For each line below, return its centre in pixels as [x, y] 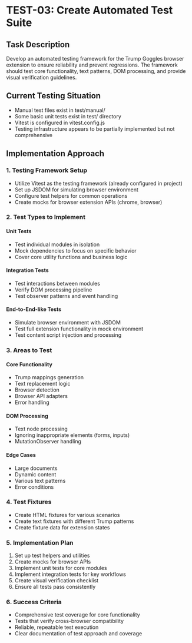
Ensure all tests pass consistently [55, 587]
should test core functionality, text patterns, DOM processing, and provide [96, 71]
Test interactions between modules [57, 283]
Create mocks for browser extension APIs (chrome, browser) [88, 202]
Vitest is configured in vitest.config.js [59, 122]
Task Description [38, 44]
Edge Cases [21, 455]
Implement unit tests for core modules [61, 568]
